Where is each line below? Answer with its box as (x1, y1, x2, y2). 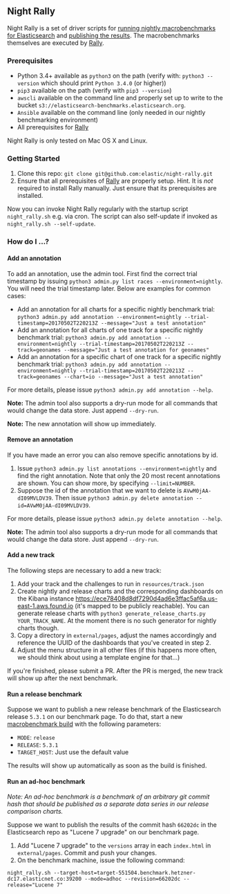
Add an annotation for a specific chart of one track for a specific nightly (17, 352, 222, 361)
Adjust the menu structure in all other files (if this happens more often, (17, 646, 218, 654)
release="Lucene (7, 882, 54, 888)
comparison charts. (7, 808, 64, 816)
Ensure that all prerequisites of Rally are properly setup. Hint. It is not (17, 176, 213, 185)
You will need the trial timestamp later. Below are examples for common (7, 284, 211, 293)
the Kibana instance (17, 594, 75, 603)
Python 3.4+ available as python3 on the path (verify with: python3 (17, 72, 204, 80)
